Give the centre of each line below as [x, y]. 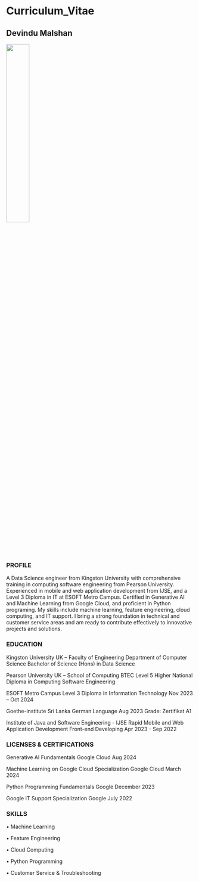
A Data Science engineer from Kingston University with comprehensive [94, 578]
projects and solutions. [34, 629]
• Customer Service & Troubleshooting [54, 873]
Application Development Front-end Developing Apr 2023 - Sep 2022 [91, 729]
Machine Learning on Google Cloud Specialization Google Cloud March [94, 769]
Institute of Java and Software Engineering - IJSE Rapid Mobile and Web [95, 722]
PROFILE [19, 565]
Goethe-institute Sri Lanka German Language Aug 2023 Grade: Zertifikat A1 [99, 711]
